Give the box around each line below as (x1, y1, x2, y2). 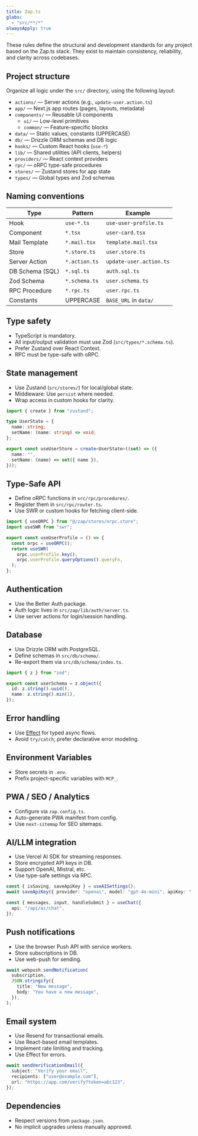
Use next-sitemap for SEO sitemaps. (14, 820, 103, 828)
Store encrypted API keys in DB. (14, 860, 93, 867)
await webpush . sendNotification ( (6, 967, 89, 973)
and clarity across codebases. (6, 54, 80, 61)
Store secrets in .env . (14, 768, 67, 775)
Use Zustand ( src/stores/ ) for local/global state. (14, 384, 134, 391)
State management (6, 368, 78, 378)
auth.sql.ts (106, 268, 140, 275)
